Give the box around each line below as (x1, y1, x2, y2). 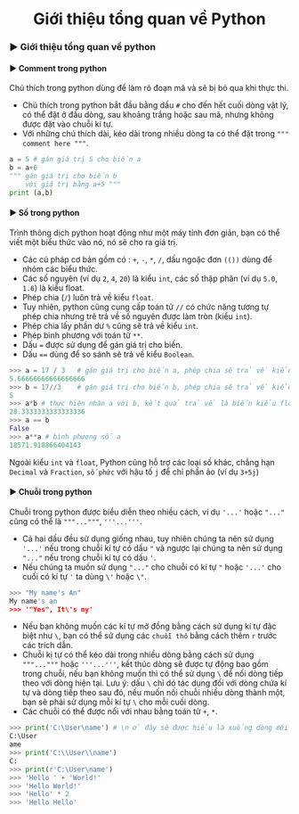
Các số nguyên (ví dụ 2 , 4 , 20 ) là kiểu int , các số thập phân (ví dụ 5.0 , (21, 273, 278, 284)
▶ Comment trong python (9, 62, 108, 73)
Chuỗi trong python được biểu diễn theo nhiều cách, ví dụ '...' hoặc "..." (9, 506, 285, 517)
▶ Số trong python (9, 208, 80, 218)
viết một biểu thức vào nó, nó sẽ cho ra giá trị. (9, 236, 178, 247)
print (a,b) (9, 188, 53, 197)
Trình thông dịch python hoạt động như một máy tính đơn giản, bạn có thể (9, 227, 280, 238)
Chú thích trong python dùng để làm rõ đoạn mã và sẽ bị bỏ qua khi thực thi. (9, 83, 289, 94)
